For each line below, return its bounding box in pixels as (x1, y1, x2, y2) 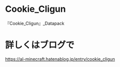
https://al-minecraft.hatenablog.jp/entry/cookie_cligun (5, 56, 115, 62)
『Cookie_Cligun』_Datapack (5, 20, 65, 26)
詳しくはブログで (5, 39, 75, 51)
